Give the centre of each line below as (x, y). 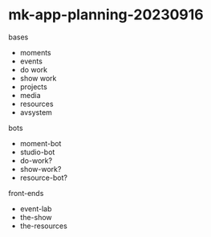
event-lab (36, 208)
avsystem (36, 112)
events (31, 61)
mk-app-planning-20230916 (106, 15)
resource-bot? (44, 178)
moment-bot (41, 143)
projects (34, 87)
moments (35, 52)
